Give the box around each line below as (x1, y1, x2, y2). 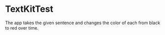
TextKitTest (5, 3, 53, 15)
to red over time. (5, 25, 39, 31)
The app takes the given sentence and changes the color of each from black (5, 20, 161, 26)
